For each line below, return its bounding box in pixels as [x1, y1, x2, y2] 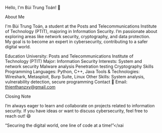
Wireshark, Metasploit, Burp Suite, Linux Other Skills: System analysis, [5, 74, 145, 79]
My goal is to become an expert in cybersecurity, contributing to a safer [5, 39, 148, 44]
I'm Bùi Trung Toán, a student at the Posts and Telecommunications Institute [5, 23, 157, 29]
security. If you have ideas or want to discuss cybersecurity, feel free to [5, 108, 148, 114]
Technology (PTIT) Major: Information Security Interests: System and [5, 59, 142, 64]
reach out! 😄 [5, 113, 31, 118]
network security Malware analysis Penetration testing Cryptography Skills [5, 63, 154, 69]
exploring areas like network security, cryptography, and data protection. [5, 34, 150, 39]
